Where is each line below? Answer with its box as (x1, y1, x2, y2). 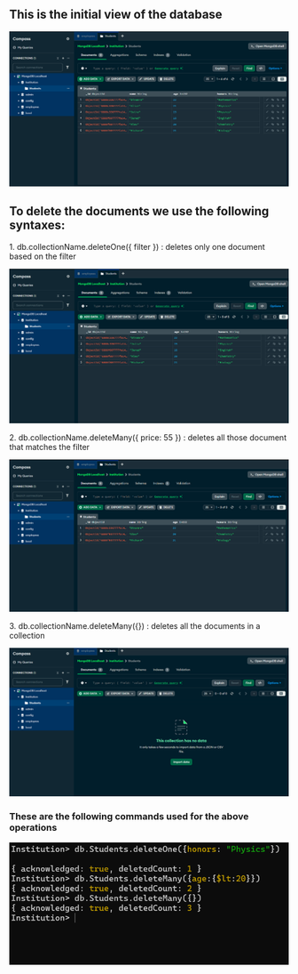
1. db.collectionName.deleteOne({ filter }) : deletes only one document (9, 241, 266, 252)
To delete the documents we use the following (9, 204, 270, 219)
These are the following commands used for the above (9, 810, 249, 823)
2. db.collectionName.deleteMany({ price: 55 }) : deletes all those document (9, 431, 286, 443)
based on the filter (9, 251, 77, 262)
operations (9, 822, 58, 834)
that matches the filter (9, 441, 90, 452)
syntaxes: (9, 218, 66, 233)
